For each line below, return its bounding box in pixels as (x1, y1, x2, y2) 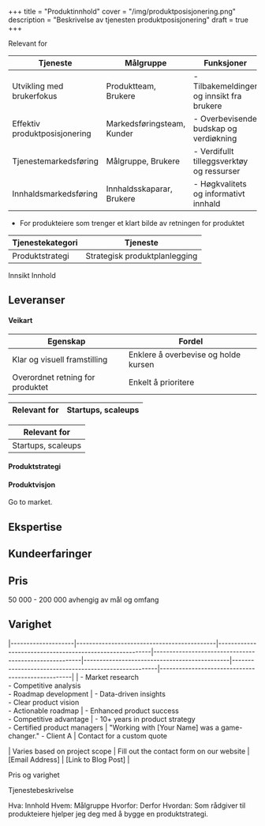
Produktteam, (106, 81, 156, 92)
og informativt (192, 189, 246, 199)
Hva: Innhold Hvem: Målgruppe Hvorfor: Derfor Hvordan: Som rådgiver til (8, 801, 246, 810)
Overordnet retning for (12, 371, 95, 382)
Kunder (106, 128, 134, 139)
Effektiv (12, 118, 41, 129)
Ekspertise (8, 520, 63, 534)
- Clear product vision (8, 697, 80, 707)
